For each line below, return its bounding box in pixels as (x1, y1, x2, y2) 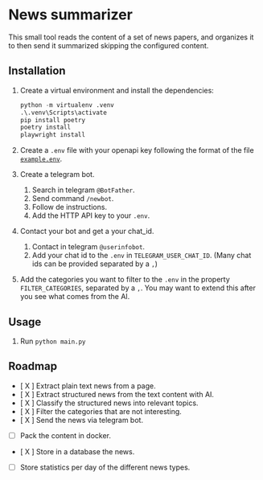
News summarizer (8, 6, 133, 24)
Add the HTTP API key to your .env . (31, 211, 150, 220)
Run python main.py (19, 336, 86, 346)
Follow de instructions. (31, 203, 107, 212)
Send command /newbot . (31, 194, 114, 203)
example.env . (19, 154, 63, 164)
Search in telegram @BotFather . (31, 185, 135, 195)
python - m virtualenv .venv (19, 101, 114, 109)
